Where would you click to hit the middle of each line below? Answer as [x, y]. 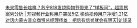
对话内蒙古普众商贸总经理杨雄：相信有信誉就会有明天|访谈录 [68, 20]
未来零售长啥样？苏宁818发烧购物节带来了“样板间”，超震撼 [67, 7]
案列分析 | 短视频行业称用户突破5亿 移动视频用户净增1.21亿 [67, 14]
